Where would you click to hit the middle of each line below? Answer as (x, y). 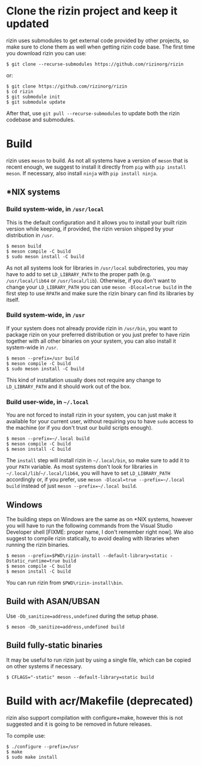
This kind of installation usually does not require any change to (84, 380)
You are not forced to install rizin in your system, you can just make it (91, 415)
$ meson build (24, 246)
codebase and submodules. (40, 119)
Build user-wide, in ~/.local (47, 402)
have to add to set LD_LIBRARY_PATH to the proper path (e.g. (79, 274)
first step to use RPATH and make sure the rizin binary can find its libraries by (100, 293)
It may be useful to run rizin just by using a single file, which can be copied (99, 660)
